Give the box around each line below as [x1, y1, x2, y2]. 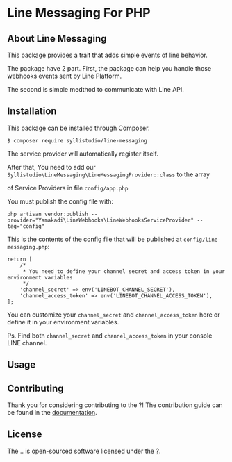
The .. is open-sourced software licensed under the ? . [7, 447, 161, 455]
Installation [7, 106, 57, 117]
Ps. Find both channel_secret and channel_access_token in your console [7, 331, 213, 340]
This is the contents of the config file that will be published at [7, 235, 182, 243]
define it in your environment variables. [7, 317, 119, 326]
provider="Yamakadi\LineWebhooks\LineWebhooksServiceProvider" [7, 217, 194, 224]
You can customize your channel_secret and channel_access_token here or [7, 311, 220, 319]
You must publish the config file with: [7, 197, 113, 206]
